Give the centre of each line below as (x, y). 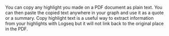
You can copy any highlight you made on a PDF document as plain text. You (84, 7)
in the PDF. (17, 29)
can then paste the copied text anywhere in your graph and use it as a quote (84, 13)
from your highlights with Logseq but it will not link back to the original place (84, 23)
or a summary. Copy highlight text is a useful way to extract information (79, 18)
